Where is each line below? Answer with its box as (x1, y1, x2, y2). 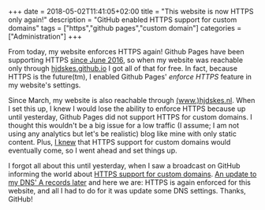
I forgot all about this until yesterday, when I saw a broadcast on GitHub (8, 161, 241, 170)
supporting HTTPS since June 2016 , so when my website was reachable (8, 55, 243, 64)
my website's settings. (8, 80, 81, 90)
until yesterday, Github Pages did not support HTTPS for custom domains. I (8, 112, 252, 121)
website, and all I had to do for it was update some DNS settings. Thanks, (8, 186, 246, 195)
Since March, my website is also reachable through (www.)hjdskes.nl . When (8, 96, 256, 105)
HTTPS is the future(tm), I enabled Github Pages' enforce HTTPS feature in (8, 72, 252, 81)
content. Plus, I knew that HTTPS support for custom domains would (8, 138, 231, 146)
